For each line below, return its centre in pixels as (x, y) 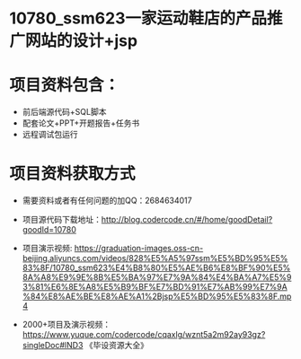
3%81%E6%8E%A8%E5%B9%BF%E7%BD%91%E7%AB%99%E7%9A (155, 287)
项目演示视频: (47, 249)
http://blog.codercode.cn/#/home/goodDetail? (187, 220)
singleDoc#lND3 (53, 346)
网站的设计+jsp (81, 41)
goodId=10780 (49, 230)
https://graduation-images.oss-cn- (139, 249)
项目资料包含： (65, 85)
